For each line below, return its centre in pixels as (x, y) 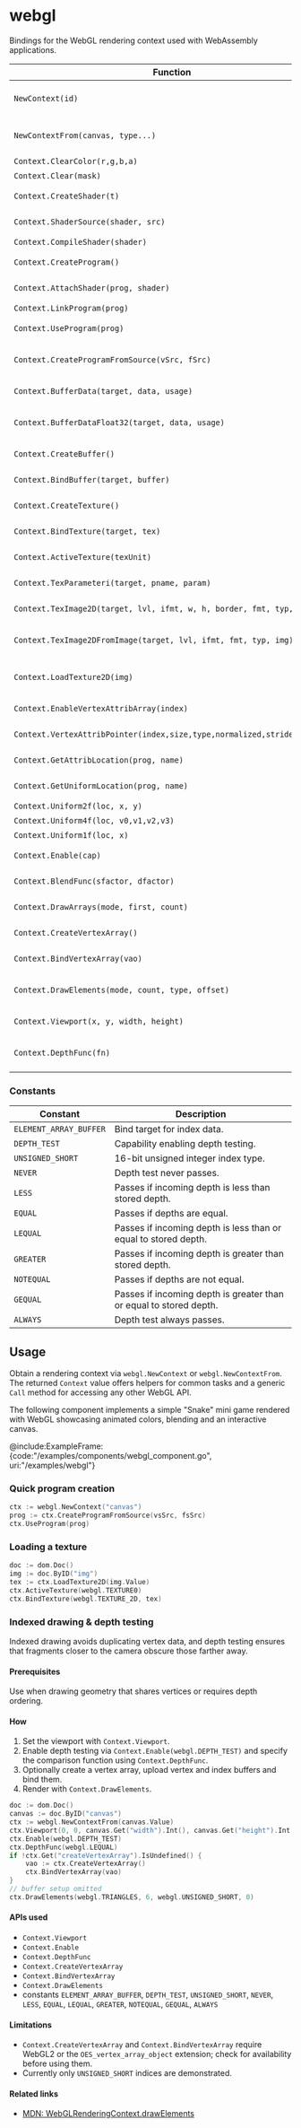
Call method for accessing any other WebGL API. (100, 1392)
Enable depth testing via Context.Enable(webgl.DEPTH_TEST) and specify (155, 1751)
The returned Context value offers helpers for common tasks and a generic (147, 1383)
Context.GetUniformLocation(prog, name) (101, 785)
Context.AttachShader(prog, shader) (92, 288)
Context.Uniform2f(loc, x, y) (78, 806)
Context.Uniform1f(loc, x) (71, 835)
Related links (34, 2093)
